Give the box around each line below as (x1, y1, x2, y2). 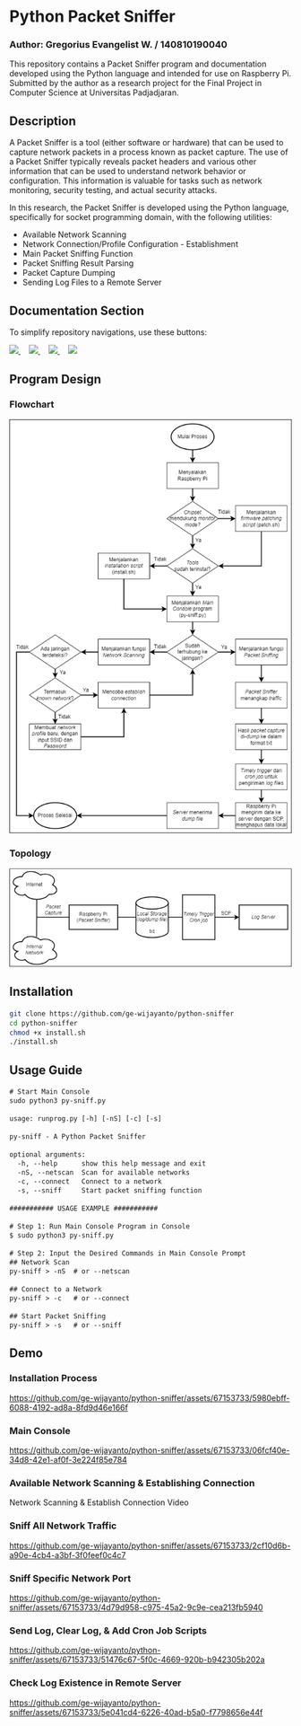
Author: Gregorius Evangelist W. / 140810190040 (9, 39, 228, 51)
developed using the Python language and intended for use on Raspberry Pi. (9, 68, 292, 79)
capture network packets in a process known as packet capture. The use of (9, 146, 288, 158)
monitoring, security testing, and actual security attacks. (9, 185, 218, 196)
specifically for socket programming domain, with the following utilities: (9, 212, 273, 223)
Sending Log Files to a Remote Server (21, 277, 162, 288)
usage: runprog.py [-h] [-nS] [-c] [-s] (9, 1114, 163, 1123)
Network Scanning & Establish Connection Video (9, 1497, 190, 1508)
